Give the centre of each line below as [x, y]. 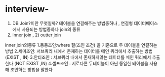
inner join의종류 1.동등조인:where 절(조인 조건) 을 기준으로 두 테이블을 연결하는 [81, 45]
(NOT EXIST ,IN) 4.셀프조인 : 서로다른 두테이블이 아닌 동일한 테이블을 [81, 63]
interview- [27, 9]
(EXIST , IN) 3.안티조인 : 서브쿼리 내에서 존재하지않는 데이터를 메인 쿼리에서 [78, 57]
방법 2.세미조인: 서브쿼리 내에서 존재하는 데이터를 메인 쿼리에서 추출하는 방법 [79, 51]
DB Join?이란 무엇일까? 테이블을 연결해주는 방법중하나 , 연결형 [73, 23]
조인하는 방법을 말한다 [31, 69]
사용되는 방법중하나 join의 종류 [51, 29]
